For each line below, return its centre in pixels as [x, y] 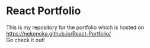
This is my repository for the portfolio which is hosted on [75, 27]
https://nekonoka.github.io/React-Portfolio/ [59, 33]
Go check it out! [26, 40]
